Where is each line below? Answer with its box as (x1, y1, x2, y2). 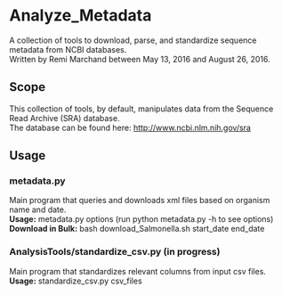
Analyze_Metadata (9, 5, 152, 26)
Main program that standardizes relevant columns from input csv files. (9, 266, 267, 276)
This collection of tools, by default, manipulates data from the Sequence (9, 103, 274, 114)
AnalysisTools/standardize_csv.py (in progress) (9, 246, 221, 258)
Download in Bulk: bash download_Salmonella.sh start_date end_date (9, 224, 265, 234)
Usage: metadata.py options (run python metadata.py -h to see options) (9, 214, 274, 225)
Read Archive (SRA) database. (9, 112, 120, 123)
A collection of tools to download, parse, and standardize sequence (9, 35, 257, 45)
